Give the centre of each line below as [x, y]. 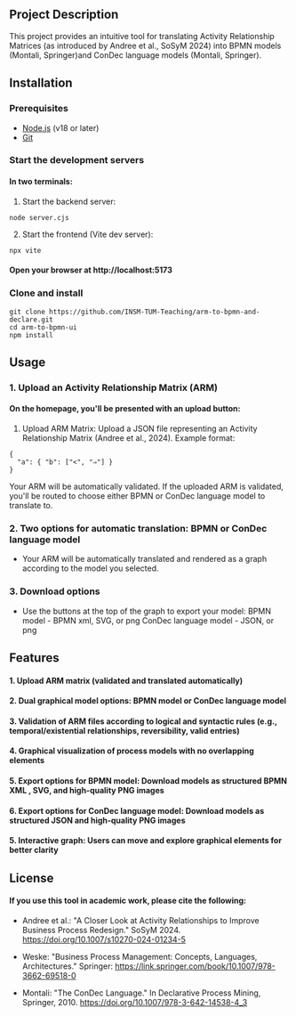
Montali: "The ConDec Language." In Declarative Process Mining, [141, 993]
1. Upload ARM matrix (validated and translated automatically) [126, 680]
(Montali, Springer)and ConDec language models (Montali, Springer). [136, 55]
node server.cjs [39, 217]
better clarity [34, 850]
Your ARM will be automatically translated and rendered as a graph [144, 559]
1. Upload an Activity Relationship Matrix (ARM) [113, 387]
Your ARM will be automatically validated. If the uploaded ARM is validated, [147, 487]
